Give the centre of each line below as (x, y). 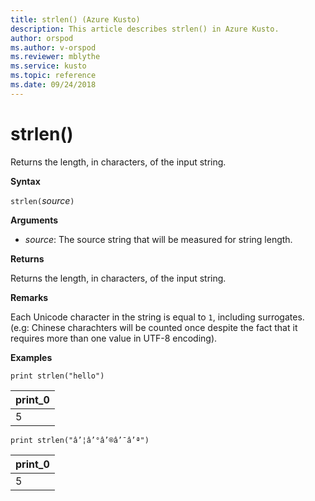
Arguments (34, 220)
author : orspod (42, 38)
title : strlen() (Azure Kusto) (75, 19)
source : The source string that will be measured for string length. (158, 239)
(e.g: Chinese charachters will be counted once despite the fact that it (154, 327)
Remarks (29, 297)
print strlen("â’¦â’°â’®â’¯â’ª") (80, 440)
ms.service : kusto (48, 66)
